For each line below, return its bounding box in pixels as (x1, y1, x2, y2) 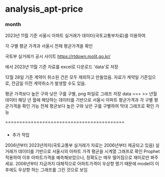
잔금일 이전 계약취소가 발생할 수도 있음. (11, 80, 86, 86)
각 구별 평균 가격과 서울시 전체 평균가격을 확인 (5, 43, 93, 49)
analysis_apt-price (5, 3, 83, 15)
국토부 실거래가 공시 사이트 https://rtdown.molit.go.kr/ (5, 53, 110, 59)
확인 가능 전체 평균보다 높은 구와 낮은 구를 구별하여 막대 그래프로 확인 (22, 103, 155, 109)
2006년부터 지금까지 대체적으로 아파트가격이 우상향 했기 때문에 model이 (15, 161, 154, 167)
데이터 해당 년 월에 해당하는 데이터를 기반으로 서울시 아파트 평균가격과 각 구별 (5, 97, 153, 103)
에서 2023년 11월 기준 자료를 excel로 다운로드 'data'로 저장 (5, 64, 119, 70)
